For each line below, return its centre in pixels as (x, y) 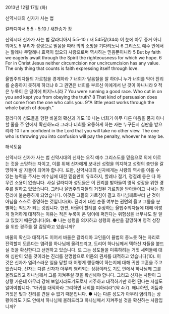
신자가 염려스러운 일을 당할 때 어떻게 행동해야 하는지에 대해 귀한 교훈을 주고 (89, 262)
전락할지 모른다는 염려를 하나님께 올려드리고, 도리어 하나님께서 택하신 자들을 (80, 244)
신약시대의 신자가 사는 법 (30, 18)
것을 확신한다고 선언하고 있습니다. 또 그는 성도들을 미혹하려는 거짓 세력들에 (84, 250)
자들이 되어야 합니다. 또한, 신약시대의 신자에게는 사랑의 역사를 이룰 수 (92, 170)
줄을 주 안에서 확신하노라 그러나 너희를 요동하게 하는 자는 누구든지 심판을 (82, 124)
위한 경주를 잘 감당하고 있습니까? (43, 226)
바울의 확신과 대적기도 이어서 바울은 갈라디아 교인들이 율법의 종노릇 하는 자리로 (83, 237)
